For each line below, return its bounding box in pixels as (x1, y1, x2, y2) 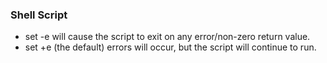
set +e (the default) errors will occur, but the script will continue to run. (24, 41, 317, 53)
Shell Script (10, 8, 68, 22)
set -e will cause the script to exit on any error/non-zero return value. (24, 31, 311, 43)
